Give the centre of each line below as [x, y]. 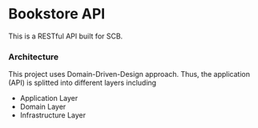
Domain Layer [43, 107]
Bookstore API [57, 14]
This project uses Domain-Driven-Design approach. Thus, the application [129, 74]
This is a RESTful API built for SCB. [66, 36]
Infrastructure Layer [53, 115]
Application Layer [49, 98]
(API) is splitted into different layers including [83, 83]
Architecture [34, 57]
